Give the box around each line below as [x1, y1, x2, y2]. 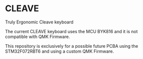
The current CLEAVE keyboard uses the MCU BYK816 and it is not [5, 28, 138, 34]
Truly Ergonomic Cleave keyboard [5, 19, 73, 25]
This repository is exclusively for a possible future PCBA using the [5, 43, 139, 49]
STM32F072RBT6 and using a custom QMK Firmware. [5, 48, 114, 54]
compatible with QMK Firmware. [5, 34, 70, 39]
